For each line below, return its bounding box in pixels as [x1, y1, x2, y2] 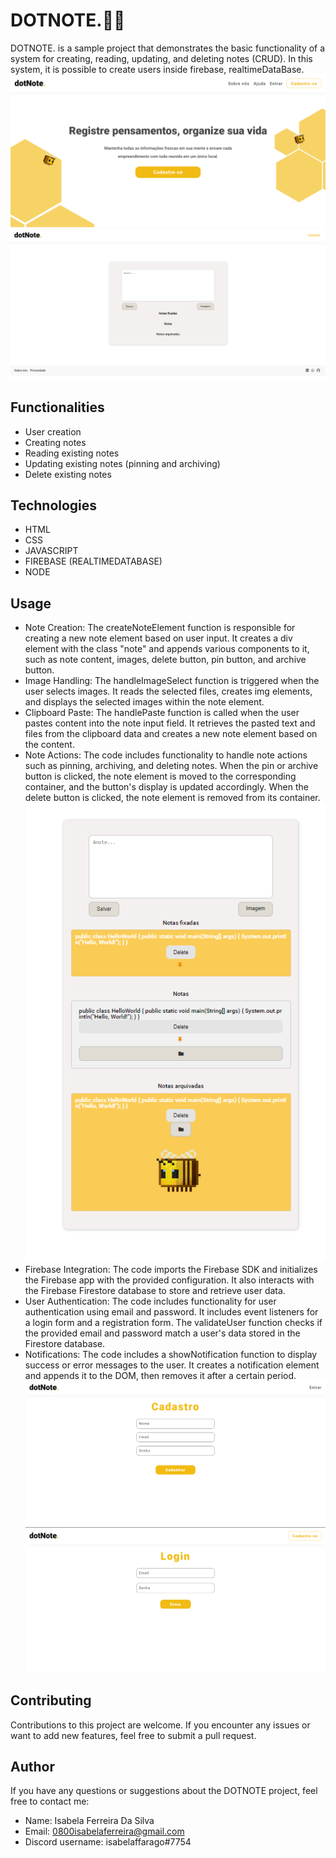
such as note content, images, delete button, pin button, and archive [24, 654, 307, 666]
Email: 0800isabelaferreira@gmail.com [24, 1825, 185, 1838]
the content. [24, 739, 75, 751]
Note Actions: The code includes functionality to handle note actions [24, 749, 308, 761]
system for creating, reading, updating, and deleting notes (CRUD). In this [10, 52, 313, 64]
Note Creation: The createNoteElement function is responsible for [24, 622, 296, 634]
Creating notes [24, 436, 87, 448]
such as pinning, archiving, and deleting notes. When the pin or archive [24, 760, 319, 772]
